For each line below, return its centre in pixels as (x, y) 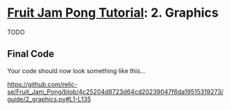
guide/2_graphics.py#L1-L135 (49, 99)
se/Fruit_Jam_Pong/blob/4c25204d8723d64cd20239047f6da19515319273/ (115, 91)
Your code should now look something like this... (76, 70)
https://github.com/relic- (42, 84)
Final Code (31, 54)
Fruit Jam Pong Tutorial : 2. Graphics (113, 13)
